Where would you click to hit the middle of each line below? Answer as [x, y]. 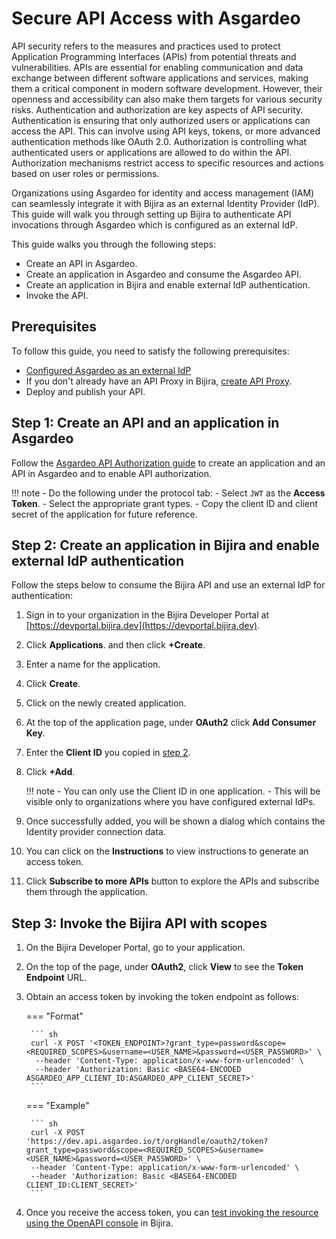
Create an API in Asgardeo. [81, 263]
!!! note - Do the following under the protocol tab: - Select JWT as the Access [168, 493]
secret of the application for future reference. [104, 514]
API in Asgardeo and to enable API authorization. [112, 473]
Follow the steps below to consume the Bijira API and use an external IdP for [168, 585]
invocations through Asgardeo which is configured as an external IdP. [154, 224]
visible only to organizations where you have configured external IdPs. [170, 802]
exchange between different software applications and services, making [160, 78]
